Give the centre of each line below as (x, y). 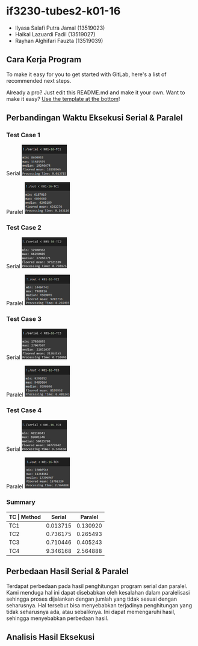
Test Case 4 (24, 410)
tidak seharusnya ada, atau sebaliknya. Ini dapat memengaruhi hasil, (91, 612)
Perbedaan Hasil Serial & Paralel (67, 571)
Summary (21, 502)
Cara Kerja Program (44, 60)
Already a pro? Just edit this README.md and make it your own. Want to (96, 92)
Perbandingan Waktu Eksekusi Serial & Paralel (95, 118)
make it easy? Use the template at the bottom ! (63, 99)
